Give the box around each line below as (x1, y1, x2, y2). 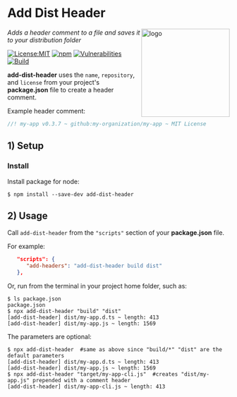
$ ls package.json (7, 295, 61, 303)
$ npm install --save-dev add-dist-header (7, 190, 134, 198)
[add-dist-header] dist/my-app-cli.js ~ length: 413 (7, 383, 166, 390)
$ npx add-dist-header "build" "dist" (7, 307, 121, 314)
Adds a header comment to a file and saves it (7, 28, 140, 37)
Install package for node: (7, 177, 80, 185)
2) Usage (7, 209, 48, 221)
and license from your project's (7, 78, 100, 86)
